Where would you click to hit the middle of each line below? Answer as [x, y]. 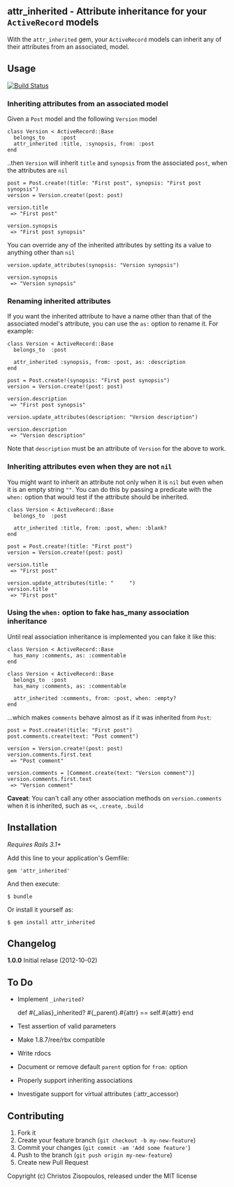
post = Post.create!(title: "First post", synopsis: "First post [104, 183]
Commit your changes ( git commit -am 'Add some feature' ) [104, 1148]
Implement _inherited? [51, 999]
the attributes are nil [38, 170]
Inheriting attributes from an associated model [88, 103]
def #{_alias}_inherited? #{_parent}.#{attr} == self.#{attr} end [105, 1013]
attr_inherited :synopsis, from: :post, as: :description [100, 363]
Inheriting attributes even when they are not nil [90, 467]
